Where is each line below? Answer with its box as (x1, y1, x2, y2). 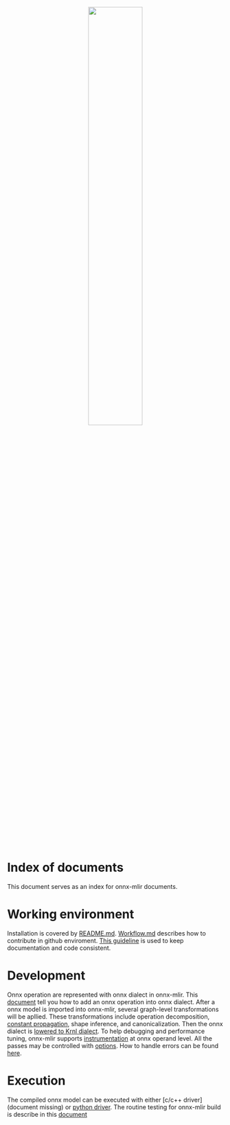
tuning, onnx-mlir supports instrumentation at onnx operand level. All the (7, 1034, 213, 1043)
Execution (7, 1073, 66, 1088)
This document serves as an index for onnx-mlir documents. (7, 882, 178, 890)
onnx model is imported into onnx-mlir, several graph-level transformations (7, 1005, 219, 1013)
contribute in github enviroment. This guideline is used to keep (7, 936, 184, 944)
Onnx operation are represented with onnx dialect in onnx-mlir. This (7, 990, 198, 999)
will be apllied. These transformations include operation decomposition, (7, 1012, 210, 1021)
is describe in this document (7, 1110, 88, 1118)
